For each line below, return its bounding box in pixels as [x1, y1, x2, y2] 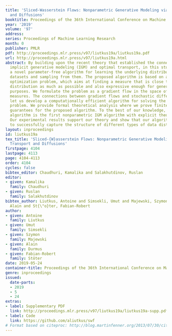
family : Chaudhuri [10, 184, 50, 190]
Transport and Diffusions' [10, 141, 68, 146]
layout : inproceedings [5, 127, 54, 132]
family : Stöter [10, 256, 42, 261]
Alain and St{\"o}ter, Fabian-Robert [10, 203, 91, 209]
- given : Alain [5, 241, 38, 247]
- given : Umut [5, 222, 36, 228]
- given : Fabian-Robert [5, 251, 56, 256]
